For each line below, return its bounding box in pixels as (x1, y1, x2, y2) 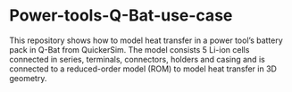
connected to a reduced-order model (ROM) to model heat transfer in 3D (9, 63, 277, 74)
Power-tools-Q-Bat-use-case (9, 5, 233, 26)
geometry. (9, 72, 47, 83)
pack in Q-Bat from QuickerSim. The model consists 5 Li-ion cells (9, 44, 250, 54)
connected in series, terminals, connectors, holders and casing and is (9, 54, 265, 64)
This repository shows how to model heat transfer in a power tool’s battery (9, 35, 283, 46)
